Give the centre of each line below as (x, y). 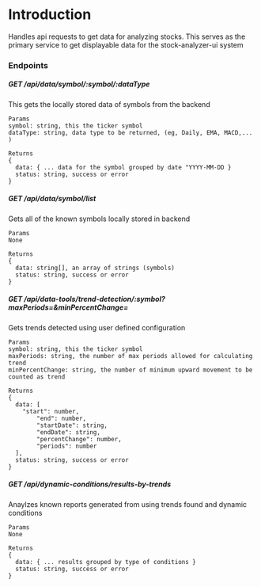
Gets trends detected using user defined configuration (97, 327)
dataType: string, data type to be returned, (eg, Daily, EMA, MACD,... (130, 132)
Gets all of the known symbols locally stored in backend (99, 219)
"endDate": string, (69, 432)
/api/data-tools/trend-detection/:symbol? (95, 299)
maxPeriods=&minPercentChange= (68, 307)
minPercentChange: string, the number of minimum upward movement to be (130, 370)
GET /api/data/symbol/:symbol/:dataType (79, 84)
